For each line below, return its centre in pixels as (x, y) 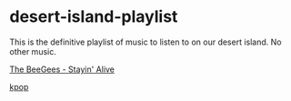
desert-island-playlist (94, 17)
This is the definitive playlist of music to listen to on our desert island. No (145, 42)
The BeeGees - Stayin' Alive (62, 69)
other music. (33, 51)
